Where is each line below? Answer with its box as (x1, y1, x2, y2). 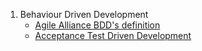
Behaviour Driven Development (19, 9, 149, 20)
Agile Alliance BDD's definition (34, 19, 161, 31)
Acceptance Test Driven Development (34, 30, 192, 41)
